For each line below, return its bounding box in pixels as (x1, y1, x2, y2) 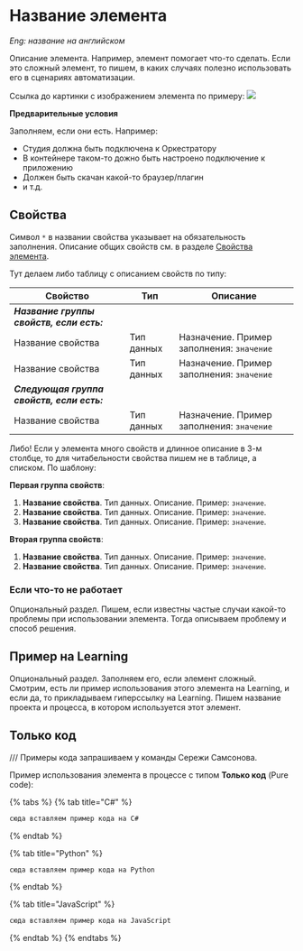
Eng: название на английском (9, 35, 125, 46)
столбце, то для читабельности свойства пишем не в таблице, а (9, 452, 257, 463)
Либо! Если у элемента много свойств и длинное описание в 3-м (9, 443, 262, 454)
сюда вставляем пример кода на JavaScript (9, 917, 171, 926)
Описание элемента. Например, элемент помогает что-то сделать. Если (9, 52, 291, 63)
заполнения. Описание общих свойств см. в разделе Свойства (9, 241, 253, 252)
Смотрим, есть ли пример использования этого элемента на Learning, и (9, 682, 290, 693)
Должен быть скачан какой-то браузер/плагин (22, 171, 205, 182)
